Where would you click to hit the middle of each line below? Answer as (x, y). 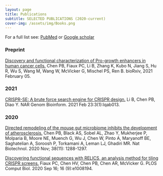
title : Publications (26, 14)
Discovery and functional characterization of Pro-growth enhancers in (75, 60)
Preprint (15, 50)
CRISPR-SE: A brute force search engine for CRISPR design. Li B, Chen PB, (80, 99)
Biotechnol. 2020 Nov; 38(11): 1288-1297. (46, 149)
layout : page (18, 10)
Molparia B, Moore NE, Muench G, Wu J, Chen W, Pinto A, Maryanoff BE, (78, 138)
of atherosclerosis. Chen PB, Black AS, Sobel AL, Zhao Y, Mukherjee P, (76, 133)
